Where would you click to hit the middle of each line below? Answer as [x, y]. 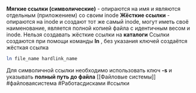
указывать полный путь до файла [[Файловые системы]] [81, 77]
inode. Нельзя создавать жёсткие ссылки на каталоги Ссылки [88, 35]
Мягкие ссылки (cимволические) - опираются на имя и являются [93, 9]
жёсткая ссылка [27, 47]
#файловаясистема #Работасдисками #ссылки [68, 83]
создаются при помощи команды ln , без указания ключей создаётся [97, 41]
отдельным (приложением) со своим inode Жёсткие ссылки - [88, 15]
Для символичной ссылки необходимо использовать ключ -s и [89, 70]
